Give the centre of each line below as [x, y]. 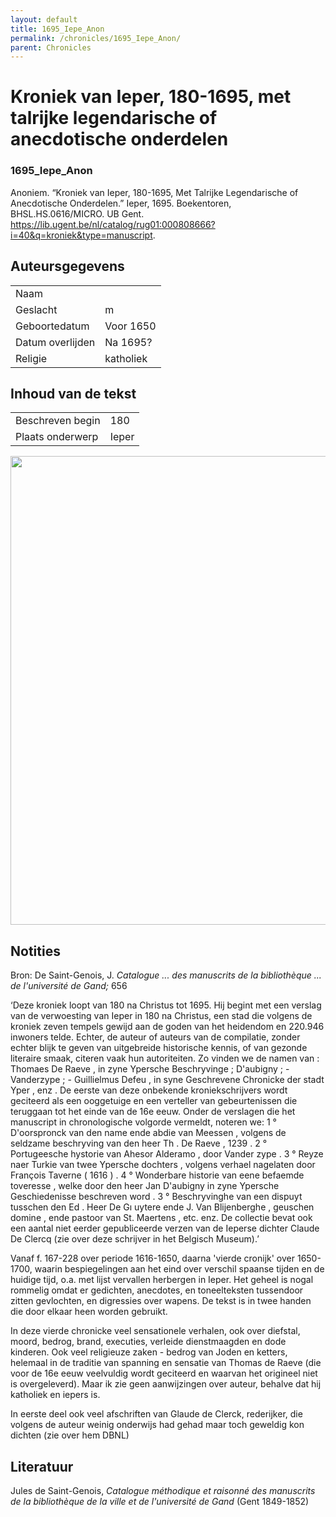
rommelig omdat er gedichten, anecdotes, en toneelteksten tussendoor [157, 1290]
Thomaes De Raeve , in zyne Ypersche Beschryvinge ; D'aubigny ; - [150, 1069]
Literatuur [42, 1466]
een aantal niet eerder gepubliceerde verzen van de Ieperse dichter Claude [165, 1228]
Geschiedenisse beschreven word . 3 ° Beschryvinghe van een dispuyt [156, 1197]
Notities [35, 951]
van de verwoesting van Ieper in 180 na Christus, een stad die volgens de [161, 1016]
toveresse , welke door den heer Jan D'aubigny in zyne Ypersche [145, 1186]
